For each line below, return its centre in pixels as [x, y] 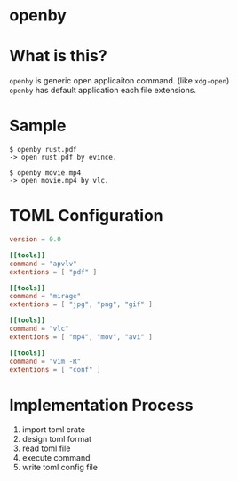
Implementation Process [101, 405]
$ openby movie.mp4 [45, 173]
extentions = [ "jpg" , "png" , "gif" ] [81, 304]
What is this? [59, 56]
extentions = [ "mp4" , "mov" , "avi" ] [81, 337]
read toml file [46, 448]
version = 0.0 [36, 240]
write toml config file [59, 468]
